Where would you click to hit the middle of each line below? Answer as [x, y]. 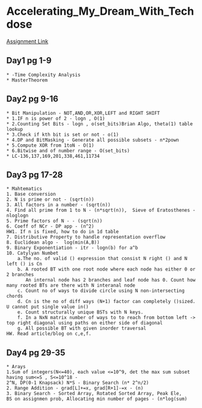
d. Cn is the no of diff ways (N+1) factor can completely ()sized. [107, 302]
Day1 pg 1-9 [29, 60]
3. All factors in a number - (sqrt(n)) [59, 205]
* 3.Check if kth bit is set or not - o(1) [63, 134]
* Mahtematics [24, 189]
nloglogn [17, 216]
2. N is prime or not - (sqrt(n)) [50, 200]
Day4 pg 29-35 [36, 352]
